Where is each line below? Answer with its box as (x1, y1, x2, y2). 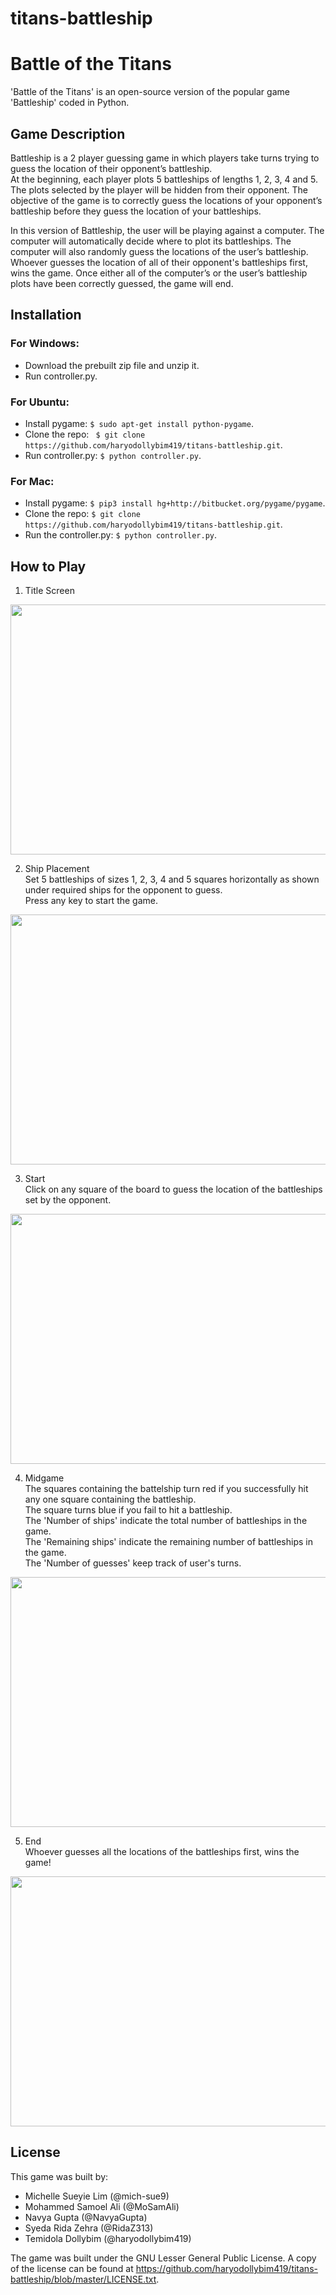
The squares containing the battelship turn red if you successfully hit (24, 1483, 309, 1495)
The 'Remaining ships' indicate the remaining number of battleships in (24, 1536, 313, 1548)
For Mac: (10, 474, 55, 488)
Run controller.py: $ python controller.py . (24, 449, 202, 461)
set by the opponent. (24, 1194, 112, 1206)
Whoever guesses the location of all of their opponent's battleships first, (10, 256, 308, 268)
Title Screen (24, 585, 75, 597)
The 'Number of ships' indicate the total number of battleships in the (24, 1515, 308, 1527)
